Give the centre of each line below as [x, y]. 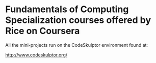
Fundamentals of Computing [67, 9]
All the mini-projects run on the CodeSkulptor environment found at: [77, 45]
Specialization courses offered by [78, 20]
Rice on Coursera [43, 31]
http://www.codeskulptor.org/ [36, 55]
